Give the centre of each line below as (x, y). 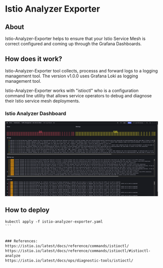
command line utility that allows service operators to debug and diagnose (78, 95)
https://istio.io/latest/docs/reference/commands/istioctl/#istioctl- (78, 251)
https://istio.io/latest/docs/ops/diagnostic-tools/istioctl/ (69, 261)
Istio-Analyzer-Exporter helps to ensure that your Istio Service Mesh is (75, 38)
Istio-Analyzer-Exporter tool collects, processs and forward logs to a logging (81, 71)
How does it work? (34, 59)
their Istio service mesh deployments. (42, 101)
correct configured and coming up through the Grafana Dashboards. (73, 44)
